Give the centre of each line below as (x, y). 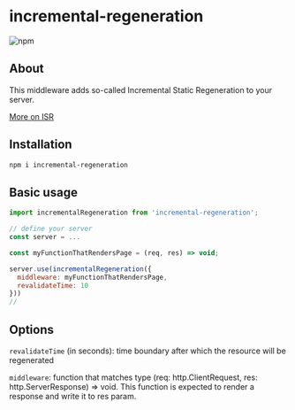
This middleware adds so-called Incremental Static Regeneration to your (140, 89)
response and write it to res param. (73, 396)
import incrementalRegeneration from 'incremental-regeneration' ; (134, 213)
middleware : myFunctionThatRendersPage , (92, 277)
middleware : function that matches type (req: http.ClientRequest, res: (133, 377)
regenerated (32, 360)
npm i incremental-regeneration (68, 165)
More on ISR (32, 116)
